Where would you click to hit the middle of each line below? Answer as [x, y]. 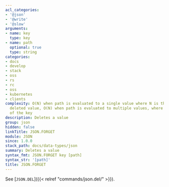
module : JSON [19, 137]
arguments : [17, 29]
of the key [21, 113]
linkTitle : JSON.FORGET [30, 132]
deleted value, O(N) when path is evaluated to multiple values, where [87, 108]
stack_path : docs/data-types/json [41, 146]
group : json [18, 122]
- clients [16, 99]
